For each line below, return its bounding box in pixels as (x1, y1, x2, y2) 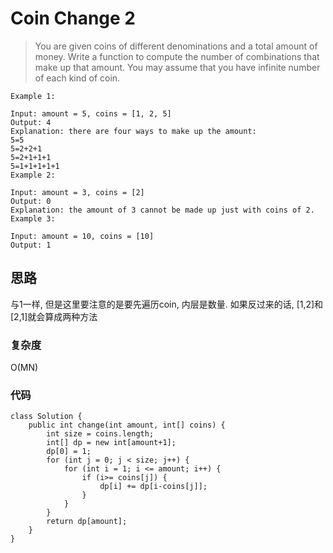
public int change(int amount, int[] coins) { (28, 420, 226, 431)
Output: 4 (10, 117, 52, 127)
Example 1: (10, 91, 56, 101)
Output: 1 (10, 240, 52, 250)
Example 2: (10, 170, 56, 180)
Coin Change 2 (10, 7, 137, 30)
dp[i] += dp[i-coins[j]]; (99, 482, 208, 492)
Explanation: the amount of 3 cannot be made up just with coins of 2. (10, 205, 315, 215)
